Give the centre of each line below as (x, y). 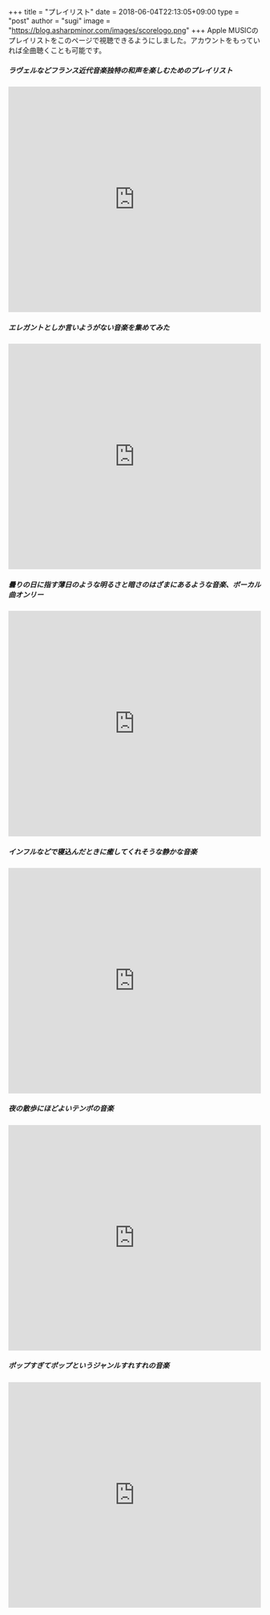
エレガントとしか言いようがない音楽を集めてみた (89, 327)
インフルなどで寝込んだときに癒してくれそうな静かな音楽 (103, 852)
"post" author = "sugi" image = (59, 21)
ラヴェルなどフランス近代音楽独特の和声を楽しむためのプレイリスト (121, 70)
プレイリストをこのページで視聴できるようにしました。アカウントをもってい (134, 40)
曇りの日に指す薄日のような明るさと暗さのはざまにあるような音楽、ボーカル (135, 585)
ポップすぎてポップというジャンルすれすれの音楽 (89, 1366)
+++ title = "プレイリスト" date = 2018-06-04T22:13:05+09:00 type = (124, 12)
